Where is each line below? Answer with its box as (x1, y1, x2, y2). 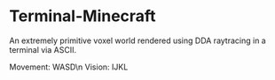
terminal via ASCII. (9, 44, 77, 55)
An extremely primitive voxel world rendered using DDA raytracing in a (9, 35, 266, 46)
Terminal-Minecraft (9, 6, 157, 26)
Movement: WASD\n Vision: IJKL (9, 62, 129, 72)
